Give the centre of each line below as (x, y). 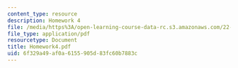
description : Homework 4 (44, 21)
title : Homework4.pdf (39, 47)
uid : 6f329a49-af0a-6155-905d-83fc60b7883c (73, 54)
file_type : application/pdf (49, 34)
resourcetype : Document (42, 40)
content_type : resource (42, 14)
